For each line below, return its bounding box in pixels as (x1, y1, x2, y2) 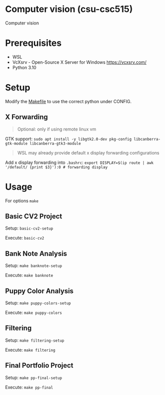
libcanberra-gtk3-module (29, 141, 81, 146)
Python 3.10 (12, 64, 36, 70)
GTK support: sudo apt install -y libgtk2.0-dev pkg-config (5, 135, 132, 141)
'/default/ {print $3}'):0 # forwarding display (5, 164, 108, 170)
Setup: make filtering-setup (5, 337, 65, 343)
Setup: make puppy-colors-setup (5, 300, 71, 306)
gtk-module (5, 141, 28, 146)
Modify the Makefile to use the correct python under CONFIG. (5, 98, 132, 104)
